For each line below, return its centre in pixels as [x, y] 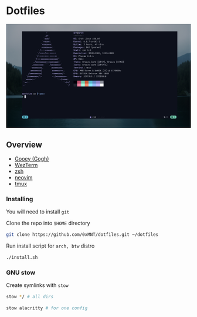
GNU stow [21, 273]
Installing [20, 199]
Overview [24, 144]
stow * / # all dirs [30, 297]
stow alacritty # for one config [47, 308]
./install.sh [22, 258]
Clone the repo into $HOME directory [48, 223]
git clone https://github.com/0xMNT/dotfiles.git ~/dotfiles [82, 235]
